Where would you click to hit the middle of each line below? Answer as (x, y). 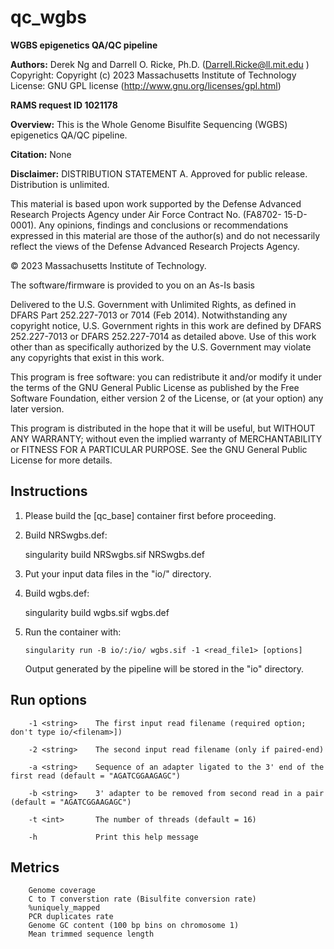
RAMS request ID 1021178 (64, 105)
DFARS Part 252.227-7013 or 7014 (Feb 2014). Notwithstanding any (149, 315)
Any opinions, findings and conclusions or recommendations (163, 225)
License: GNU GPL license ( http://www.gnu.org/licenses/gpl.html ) (146, 85)
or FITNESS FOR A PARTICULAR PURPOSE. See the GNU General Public (159, 449)
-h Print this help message (113, 837)
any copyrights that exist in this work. (87, 357)
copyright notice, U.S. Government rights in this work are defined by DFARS (166, 325)
